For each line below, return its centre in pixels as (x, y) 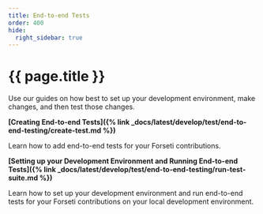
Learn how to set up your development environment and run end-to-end (126, 193)
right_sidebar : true (49, 38)
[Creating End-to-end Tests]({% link (69, 122)
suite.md (23, 178)
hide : (17, 30)
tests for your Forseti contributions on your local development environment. (131, 201)
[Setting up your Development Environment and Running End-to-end (123, 161)
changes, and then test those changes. (72, 107)
